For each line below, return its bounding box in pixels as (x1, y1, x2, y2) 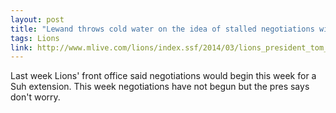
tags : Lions (10, 33, 60, 43)
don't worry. (10, 91, 61, 103)
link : (10, 42, 33, 53)
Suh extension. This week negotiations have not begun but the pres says (10, 81, 310, 93)
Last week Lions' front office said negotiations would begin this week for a (10, 70, 317, 82)
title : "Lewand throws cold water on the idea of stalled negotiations (10, 24, 315, 34)
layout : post (10, 14, 65, 25)
